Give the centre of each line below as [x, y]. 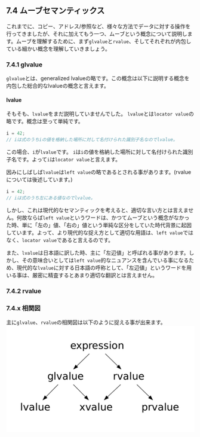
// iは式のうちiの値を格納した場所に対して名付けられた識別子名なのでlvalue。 [92, 140]
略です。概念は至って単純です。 [45, 121]
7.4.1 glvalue [24, 65]
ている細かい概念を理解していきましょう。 [58, 48]
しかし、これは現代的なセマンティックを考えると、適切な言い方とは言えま [97, 210]
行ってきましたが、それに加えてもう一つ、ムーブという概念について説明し [97, 33]
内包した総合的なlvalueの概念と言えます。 [58, 86]
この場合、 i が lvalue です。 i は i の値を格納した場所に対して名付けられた [95, 152]
